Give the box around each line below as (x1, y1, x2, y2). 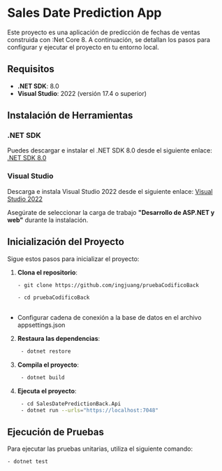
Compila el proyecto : (17, 360, 79, 369)
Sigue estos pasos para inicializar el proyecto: (7, 254, 140, 263)
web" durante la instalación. (7, 216, 89, 224)
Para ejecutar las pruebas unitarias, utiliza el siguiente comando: (7, 444, 193, 453)
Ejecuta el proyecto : (17, 386, 77, 395)
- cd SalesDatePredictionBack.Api (20, 400, 121, 407)
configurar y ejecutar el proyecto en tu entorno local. (7, 43, 159, 51)
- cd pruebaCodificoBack (17, 294, 90, 302)
